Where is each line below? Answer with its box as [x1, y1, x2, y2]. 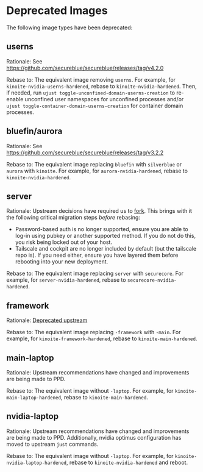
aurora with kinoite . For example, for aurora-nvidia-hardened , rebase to [6, 167, 188, 174]
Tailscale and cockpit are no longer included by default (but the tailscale [15, 245, 197, 252]
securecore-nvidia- [127, 277, 177, 284]
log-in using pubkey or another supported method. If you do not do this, [15, 232, 196, 240]
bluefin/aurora [6, 126, 63, 137]
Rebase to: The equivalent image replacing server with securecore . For [6, 270, 184, 277]
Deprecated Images [6, 4, 108, 18]
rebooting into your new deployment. [15, 258, 109, 265]
